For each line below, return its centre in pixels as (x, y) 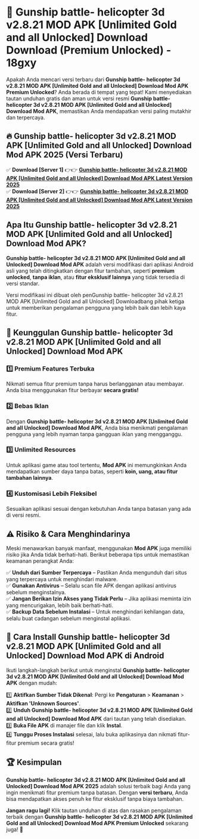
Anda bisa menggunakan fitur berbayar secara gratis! (72, 390)
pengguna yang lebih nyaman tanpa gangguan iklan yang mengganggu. (94, 434)
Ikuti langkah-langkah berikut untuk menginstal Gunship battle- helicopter (98, 670)
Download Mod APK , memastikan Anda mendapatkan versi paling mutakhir (99, 111)
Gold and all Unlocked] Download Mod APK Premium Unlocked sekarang (97, 823)
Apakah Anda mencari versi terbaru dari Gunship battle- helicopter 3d (93, 79)
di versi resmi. (23, 515)
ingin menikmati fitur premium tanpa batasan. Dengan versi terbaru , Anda (97, 792)
